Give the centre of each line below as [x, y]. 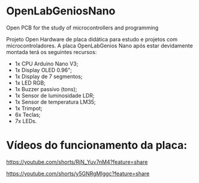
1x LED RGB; [30, 83]
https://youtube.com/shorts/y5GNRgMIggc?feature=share [78, 173]
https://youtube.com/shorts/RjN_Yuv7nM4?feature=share [77, 162]
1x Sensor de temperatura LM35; [55, 102]
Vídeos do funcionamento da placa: [97, 145]
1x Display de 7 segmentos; [49, 76]
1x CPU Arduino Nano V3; [46, 64]
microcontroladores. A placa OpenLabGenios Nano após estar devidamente [99, 46]
